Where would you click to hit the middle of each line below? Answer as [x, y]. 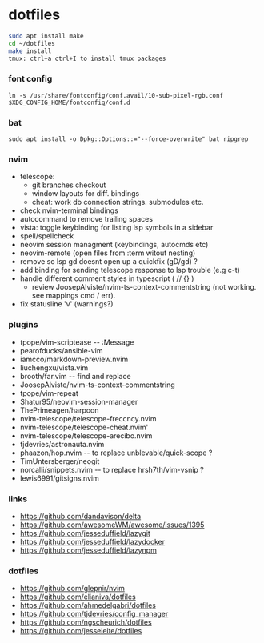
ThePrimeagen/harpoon [59, 410]
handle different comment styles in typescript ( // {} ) [107, 278]
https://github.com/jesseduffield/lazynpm [88, 550]
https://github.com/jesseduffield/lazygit [85, 533]
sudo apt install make [46, 36]
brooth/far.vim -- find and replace [75, 376]
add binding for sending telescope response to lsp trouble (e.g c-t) [130, 270]
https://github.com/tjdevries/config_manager [94, 614]
